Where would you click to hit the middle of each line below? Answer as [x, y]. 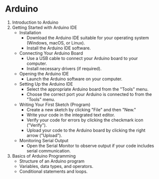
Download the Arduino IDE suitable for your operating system [88, 38]
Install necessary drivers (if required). [64, 68]
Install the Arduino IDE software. [59, 48]
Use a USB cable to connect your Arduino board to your [82, 58]
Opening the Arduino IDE [44, 74]
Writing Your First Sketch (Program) [55, 104]
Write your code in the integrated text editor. [71, 115]
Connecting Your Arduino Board [51, 53]
